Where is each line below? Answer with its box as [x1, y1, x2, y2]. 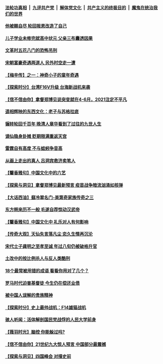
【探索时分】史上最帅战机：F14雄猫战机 [5, 304, 86, 310]
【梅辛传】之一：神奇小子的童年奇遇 [5, 72, 79, 78]
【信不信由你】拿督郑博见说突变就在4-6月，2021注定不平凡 [5, 96, 127, 102]
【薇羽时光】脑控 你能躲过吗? [5, 329, 65, 335]
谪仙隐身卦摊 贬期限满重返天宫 [5, 133, 67, 139]
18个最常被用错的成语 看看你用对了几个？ [5, 268, 89, 274]
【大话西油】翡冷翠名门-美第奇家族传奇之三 [5, 194, 94, 200]
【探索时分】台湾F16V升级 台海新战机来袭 [5, 84, 90, 90]
